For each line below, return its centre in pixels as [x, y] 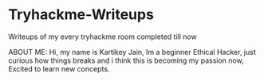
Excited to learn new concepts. [59, 68]
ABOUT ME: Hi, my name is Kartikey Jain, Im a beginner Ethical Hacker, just [132, 52]
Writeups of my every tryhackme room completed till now [102, 37]
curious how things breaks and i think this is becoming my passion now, [126, 60]
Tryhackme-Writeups [81, 15]
